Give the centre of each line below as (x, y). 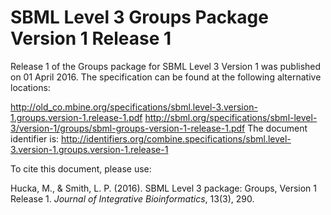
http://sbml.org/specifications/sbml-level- (231, 117)
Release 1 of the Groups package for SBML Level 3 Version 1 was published (166, 66)
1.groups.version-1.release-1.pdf (76, 117)
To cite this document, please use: (81, 168)
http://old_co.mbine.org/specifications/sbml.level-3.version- (134, 107)
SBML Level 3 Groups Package (139, 17)
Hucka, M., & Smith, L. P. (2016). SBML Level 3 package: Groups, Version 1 (164, 188)
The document (277, 128)
